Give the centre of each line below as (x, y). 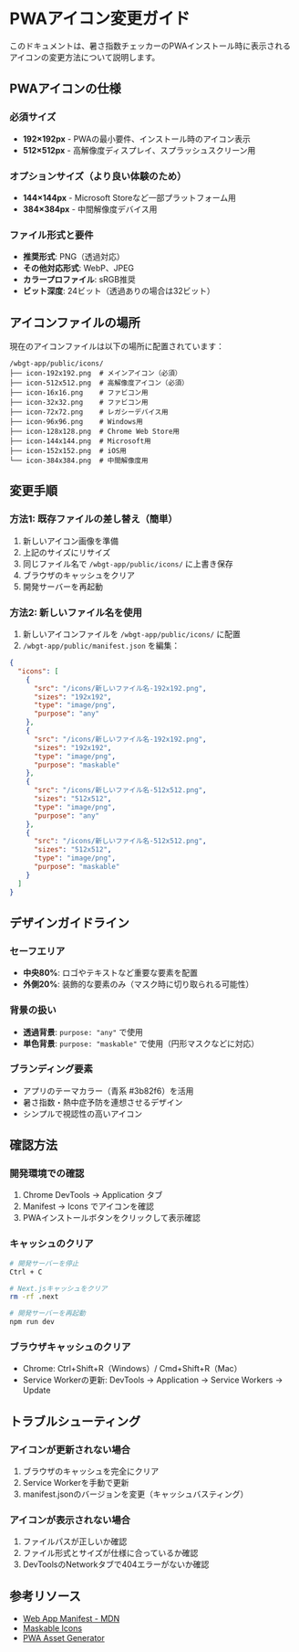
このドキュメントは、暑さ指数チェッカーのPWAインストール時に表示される (150, 46)
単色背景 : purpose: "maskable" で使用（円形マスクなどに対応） (141, 1043)
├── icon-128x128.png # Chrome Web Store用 (95, 432)
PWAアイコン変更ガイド (100, 19)
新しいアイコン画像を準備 (71, 541)
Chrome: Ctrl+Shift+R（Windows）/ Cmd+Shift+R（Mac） (132, 1369)
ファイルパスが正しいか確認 (75, 1541)
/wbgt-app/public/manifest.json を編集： (101, 646)
